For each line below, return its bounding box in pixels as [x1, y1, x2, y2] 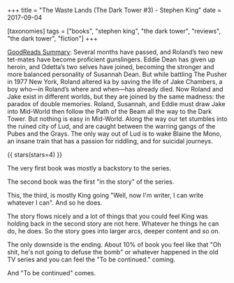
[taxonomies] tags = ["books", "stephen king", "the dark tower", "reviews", [7, 27, 221, 35]
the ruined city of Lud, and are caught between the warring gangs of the [7, 122, 216, 130]
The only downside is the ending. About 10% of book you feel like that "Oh [7, 240, 221, 249]
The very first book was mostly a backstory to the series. [7, 164, 171, 172]
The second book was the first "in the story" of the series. [7, 177, 175, 186]
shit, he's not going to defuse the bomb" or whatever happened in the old [7, 248, 219, 256]
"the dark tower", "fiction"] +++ [7, 34, 98, 43]
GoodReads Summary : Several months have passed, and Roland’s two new [7, 48, 224, 56]
